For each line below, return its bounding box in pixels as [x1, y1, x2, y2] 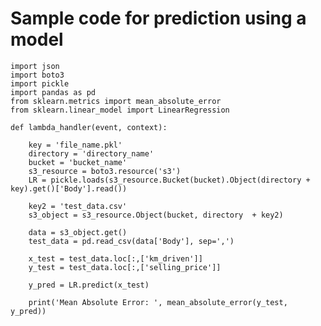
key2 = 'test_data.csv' [28, 201, 128, 211]
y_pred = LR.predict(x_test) [28, 280, 150, 290]
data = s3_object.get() [28, 227, 128, 237]
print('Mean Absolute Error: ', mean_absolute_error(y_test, [28, 297, 288, 307]
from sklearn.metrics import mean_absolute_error [10, 96, 222, 106]
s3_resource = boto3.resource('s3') [28, 166, 182, 176]
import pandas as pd [10, 87, 97, 97]
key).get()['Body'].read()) [10, 183, 128, 194]
